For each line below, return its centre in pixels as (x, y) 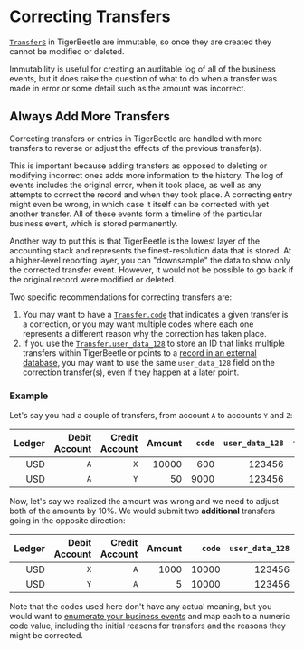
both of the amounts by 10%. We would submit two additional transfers (142, 511)
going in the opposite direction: (67, 521)
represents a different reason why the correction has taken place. (144, 333)
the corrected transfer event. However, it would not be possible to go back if (152, 270)
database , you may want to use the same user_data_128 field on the (149, 362)
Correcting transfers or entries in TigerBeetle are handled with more (136, 139)
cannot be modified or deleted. (67, 51)
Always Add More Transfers (90, 116)
